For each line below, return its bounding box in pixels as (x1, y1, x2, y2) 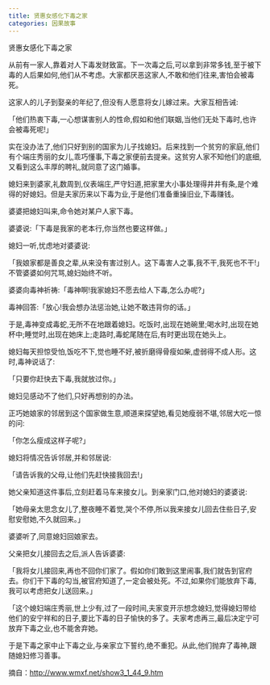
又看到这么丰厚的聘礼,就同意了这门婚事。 (8, 162, 145, 171)
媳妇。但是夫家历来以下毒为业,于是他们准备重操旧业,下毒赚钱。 (29, 189, 239, 199)
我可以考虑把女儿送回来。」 (8, 586, 97, 595)
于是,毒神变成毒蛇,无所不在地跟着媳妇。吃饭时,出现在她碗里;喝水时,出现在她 (8, 319, 260, 329)
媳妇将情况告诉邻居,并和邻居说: (8, 452, 112, 462)
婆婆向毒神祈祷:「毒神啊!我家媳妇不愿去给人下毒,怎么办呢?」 (8, 284, 210, 295)
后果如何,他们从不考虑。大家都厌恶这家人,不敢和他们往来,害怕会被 (29, 69, 248, 79)
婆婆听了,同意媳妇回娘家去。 (8, 531, 103, 541)
